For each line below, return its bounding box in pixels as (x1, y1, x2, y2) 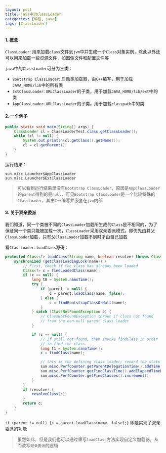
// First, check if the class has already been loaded (23, 263, 138, 269)
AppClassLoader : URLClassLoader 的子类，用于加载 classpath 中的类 (12, 101, 145, 107)
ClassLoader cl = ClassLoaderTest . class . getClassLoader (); (14, 129, 138, 134)
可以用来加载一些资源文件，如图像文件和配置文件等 (5, 55, 109, 61)
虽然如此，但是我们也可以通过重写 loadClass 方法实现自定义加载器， (17, 436, 155, 442)
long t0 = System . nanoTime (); (31, 277, 94, 282)
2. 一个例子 (5, 113, 28, 119)
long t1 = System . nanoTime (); (40, 346, 103, 351)
